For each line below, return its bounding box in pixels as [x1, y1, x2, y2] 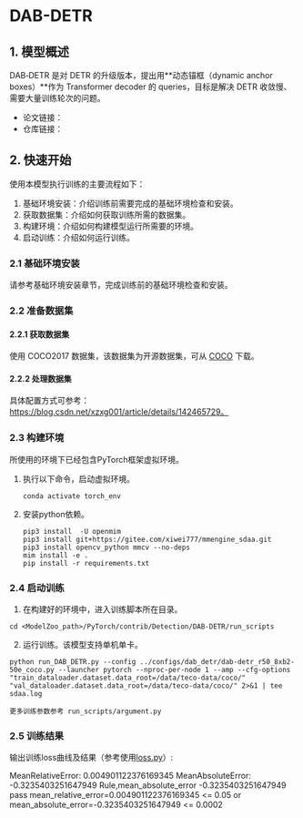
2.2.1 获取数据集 [9, 329, 70, 340]
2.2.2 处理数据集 [9, 373, 73, 383]
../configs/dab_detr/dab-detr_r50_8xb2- [139, 658, 296, 667]
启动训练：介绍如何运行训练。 [22, 231, 135, 242]
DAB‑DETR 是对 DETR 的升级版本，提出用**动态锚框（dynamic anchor [9, 70, 273, 80]
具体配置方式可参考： [9, 395, 89, 406]
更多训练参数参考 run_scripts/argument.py [9, 707, 162, 716]
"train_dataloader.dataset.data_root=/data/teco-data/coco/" [9, 673, 247, 683]
